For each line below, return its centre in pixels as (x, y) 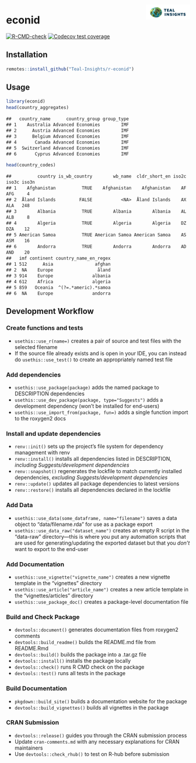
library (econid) (26, 101)
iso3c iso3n (20, 182)
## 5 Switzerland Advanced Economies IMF (68, 148)
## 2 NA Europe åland (58, 270)
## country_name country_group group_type (68, 119)
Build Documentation (36, 689)
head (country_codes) (31, 165)
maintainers (29, 748)
